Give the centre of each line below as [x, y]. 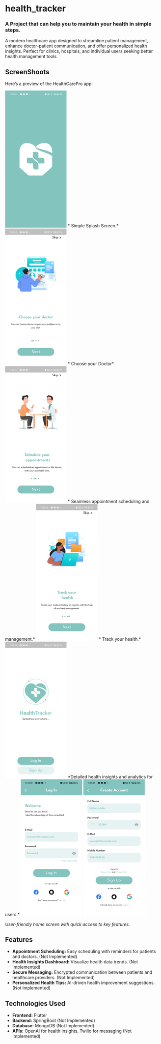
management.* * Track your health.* [73, 639]
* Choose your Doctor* [91, 363]
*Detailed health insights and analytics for [110, 777]
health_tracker [36, 9]
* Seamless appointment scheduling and [108, 501]
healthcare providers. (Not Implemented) [53, 978]
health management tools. [31, 57]
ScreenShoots [27, 72]
